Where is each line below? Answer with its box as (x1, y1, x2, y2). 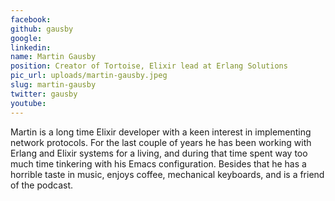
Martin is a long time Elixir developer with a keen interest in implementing (10, 126, 312, 138)
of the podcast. (10, 179, 74, 191)
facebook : (10, 14, 52, 25)
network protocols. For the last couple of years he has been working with (10, 136, 312, 148)
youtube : (10, 98, 47, 108)
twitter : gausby (10, 89, 78, 99)
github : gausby (10, 24, 74, 34)
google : (10, 33, 43, 43)
